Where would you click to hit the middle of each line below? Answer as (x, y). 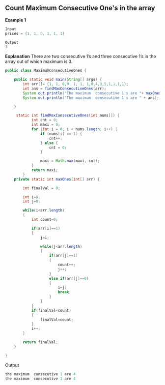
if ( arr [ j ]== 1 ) (63, 256)
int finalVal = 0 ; (41, 188)
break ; (64, 292)
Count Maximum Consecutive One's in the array (80, 8)
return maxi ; (44, 170)
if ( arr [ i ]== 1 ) (46, 228)
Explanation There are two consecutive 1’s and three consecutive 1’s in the (81, 57)
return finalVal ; (40, 342)
